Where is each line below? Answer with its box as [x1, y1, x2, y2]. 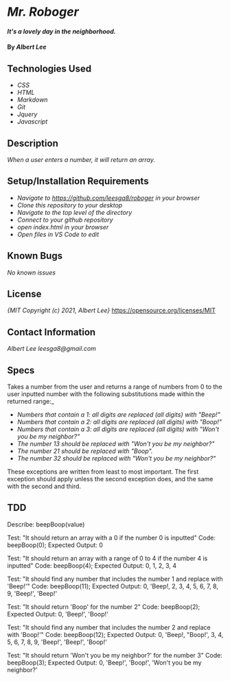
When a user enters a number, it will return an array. [7, 156, 156, 163]
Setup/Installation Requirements [7, 176, 149, 187]
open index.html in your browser [16, 222, 109, 231]
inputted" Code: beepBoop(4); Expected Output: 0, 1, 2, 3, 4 [7, 561, 177, 570]
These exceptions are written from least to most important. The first [7, 468, 199, 476]
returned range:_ [7, 397, 55, 406]
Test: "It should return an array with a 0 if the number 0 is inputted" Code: [7, 533, 216, 542]
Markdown [16, 95, 48, 104]
